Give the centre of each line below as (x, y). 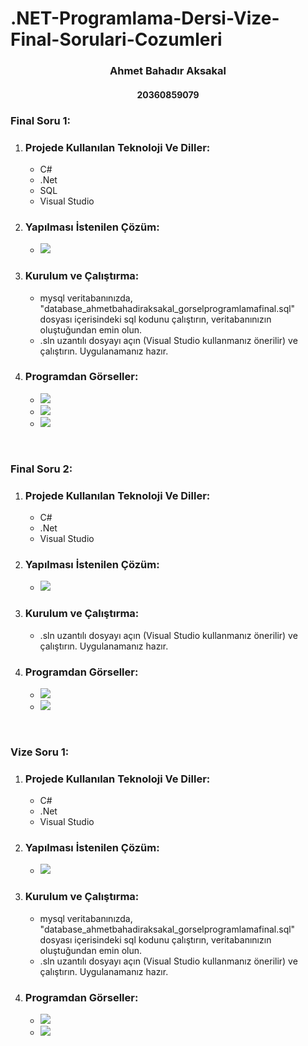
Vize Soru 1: (40, 752)
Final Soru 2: (41, 469)
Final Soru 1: (41, 120)
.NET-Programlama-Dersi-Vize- (145, 18)
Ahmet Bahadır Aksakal (168, 71)
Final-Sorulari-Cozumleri (116, 39)
